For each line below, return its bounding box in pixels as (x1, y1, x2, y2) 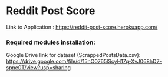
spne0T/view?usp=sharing (6, 64, 71, 71)
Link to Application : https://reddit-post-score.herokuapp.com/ (6, 24, 158, 31)
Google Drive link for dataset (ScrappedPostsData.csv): (6, 52, 141, 59)
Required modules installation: (6, 38, 95, 46)
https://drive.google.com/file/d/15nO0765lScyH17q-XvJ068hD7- (6, 58, 162, 65)
